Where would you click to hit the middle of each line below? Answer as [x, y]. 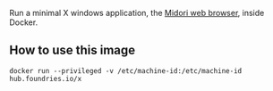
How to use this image [73, 50]
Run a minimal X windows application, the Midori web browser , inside [137, 13]
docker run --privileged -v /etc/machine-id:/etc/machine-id [126, 70]
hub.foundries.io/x [46, 79]
